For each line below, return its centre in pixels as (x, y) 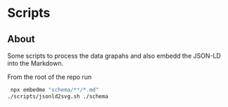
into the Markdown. (36, 63)
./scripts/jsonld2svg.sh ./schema (58, 96)
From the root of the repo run (50, 77)
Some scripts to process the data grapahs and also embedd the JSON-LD (114, 56)
